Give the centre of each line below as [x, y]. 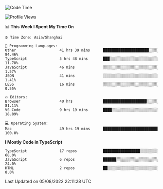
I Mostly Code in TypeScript [34, 142]
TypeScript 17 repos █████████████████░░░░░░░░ [81, 151]
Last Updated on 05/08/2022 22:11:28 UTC [48, 181]
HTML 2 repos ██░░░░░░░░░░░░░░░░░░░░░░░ [81, 168]
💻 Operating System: [27, 123]
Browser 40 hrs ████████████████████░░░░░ [81, 101]
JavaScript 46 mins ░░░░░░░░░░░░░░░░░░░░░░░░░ [81, 67]
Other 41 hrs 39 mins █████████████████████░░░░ [81, 50]
